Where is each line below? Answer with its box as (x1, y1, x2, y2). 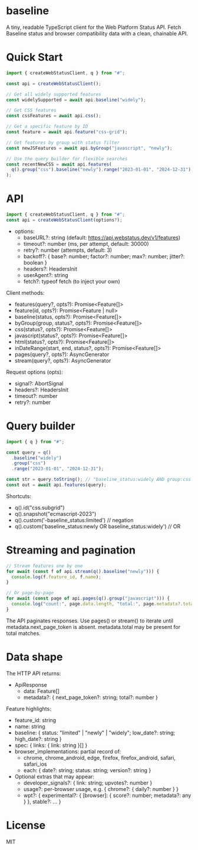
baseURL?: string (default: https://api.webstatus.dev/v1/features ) (23, 234, 181, 241)
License (6, 818, 46, 832)
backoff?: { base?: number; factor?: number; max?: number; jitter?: (23, 252, 185, 260)
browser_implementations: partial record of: (14, 747, 121, 755)
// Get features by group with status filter (6, 140, 120, 146)
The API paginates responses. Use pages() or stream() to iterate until (6, 617, 174, 624)
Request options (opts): (6, 368, 63, 375)
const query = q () (6, 449, 51, 455)
